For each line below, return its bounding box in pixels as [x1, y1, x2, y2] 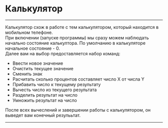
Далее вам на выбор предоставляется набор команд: [5, 50, 121, 56]
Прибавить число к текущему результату [12, 81, 101, 87]
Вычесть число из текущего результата [12, 87, 97, 93]
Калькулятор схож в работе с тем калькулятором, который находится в [5, 24, 159, 30]
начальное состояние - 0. [5, 45, 60, 51]
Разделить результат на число [12, 92, 77, 98]
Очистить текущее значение [12, 65, 74, 71]
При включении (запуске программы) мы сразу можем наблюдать [5, 34, 149, 40]
